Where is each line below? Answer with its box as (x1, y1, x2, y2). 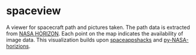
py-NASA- (163, 36, 189, 43)
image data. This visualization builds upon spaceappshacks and (6, 36, 163, 43)
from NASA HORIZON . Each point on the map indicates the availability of (6, 30, 184, 37)
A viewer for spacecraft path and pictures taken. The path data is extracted (6, 24, 190, 31)
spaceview (6, 4, 61, 18)
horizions (6, 43, 29, 50)
